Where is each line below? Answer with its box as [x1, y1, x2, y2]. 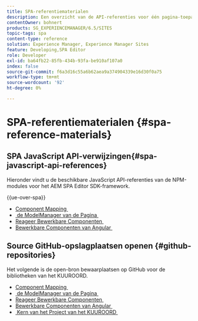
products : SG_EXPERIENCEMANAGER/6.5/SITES [6, 25, 112, 31]
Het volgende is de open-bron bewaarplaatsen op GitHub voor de [6, 266, 166, 273]
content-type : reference [6, 36, 68, 42]
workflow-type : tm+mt [6, 74, 60, 80]
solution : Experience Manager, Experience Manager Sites [6, 42, 149, 48]
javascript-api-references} [6, 160, 108, 170]
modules [6, 182, 28, 189]
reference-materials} [6, 128, 112, 142]
